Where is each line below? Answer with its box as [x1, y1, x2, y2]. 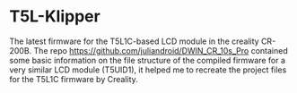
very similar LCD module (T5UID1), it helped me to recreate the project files [9, 64, 287, 75]
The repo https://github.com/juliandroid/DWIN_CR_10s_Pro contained [33, 45, 289, 55]
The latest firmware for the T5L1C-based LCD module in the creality [9, 36, 259, 46]
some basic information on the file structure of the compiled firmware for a [9, 55, 285, 65]
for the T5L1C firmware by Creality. [9, 73, 139, 84]
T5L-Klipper [9, 6, 100, 27]
